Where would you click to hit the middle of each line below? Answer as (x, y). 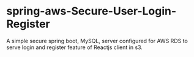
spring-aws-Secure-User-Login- (91, 11)
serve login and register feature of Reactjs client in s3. (74, 47)
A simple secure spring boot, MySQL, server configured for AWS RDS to (97, 41)
